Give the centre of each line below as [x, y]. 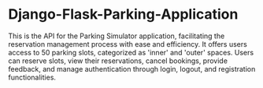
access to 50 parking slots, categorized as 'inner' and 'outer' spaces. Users [131, 52]
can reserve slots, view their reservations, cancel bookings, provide [118, 61]
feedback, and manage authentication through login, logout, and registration [132, 69]
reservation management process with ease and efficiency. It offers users [128, 44]
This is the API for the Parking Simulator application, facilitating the [117, 36]
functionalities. [32, 77]
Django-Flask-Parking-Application [123, 14]
